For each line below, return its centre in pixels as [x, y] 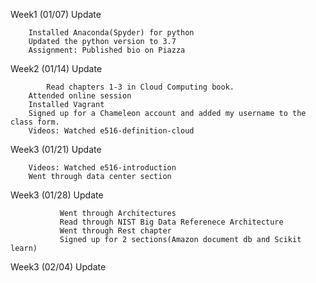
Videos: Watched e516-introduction [102, 168]
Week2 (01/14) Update [56, 68]
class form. [35, 122]
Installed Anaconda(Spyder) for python [111, 33]
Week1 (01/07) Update [56, 14]
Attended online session [80, 96]
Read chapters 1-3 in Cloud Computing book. [140, 87]
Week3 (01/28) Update [57, 195]
